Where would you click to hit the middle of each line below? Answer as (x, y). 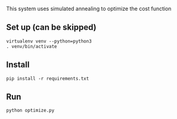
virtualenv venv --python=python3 (49, 41)
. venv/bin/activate (32, 46)
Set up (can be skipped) (51, 27)
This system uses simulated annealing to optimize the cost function (89, 9)
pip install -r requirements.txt (48, 78)
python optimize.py (30, 111)
